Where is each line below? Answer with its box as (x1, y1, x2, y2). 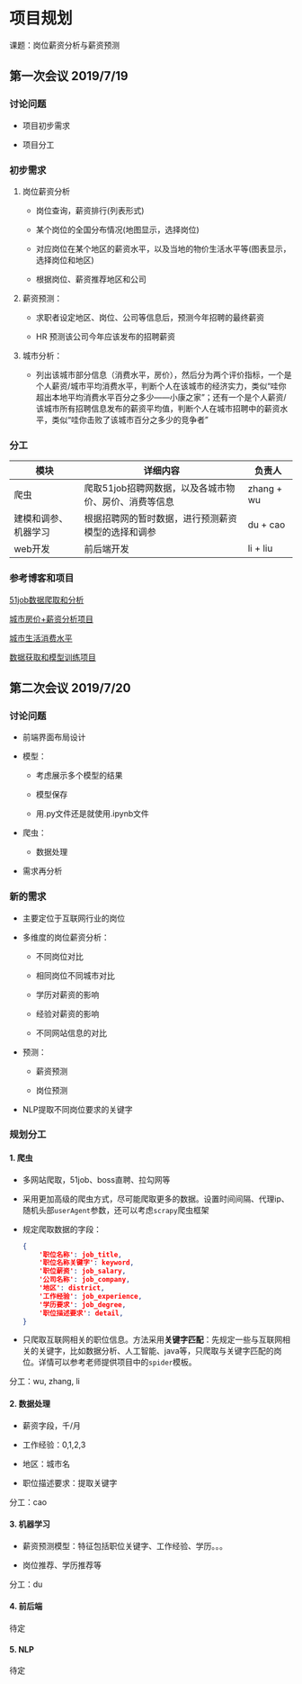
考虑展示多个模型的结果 (35, 770, 123, 781)
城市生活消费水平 (9, 632, 73, 644)
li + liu (247, 542, 273, 554)
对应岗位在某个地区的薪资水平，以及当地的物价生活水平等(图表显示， (35, 243, 291, 254)
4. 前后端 (9, 1601, 43, 1612)
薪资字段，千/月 (22, 1419, 81, 1431)
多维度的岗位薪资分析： (22, 932, 110, 942)
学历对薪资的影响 (35, 989, 100, 1000)
